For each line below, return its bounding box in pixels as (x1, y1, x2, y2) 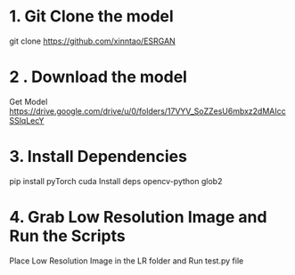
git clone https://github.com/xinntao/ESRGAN (9, 36, 176, 46)
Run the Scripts (9, 226, 127, 246)
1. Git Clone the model (9, 6, 174, 27)
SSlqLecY (9, 115, 45, 125)
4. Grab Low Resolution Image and (9, 207, 267, 227)
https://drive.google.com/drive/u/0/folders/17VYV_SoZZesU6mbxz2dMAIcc (9, 105, 287, 117)
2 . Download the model (9, 67, 187, 87)
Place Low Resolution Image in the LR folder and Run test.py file (9, 255, 244, 266)
